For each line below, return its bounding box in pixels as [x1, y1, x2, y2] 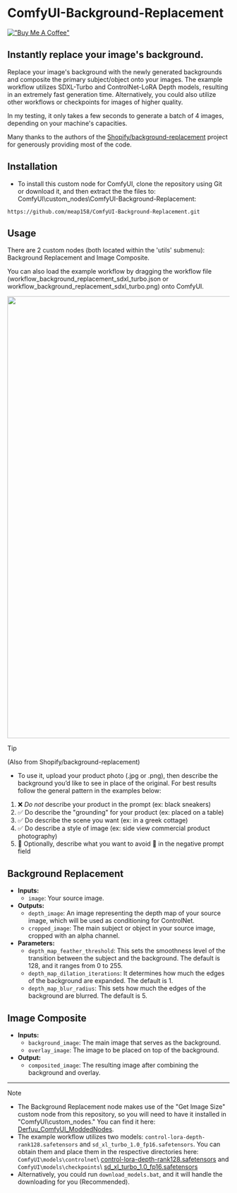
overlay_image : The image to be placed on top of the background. [28, 1046, 219, 1054]
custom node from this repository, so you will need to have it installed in [17, 1110, 227, 1118]
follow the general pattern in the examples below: [17, 786, 162, 795]
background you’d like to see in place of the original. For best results [17, 779, 217, 788]
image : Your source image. [28, 894, 104, 902]
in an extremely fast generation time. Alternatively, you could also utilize [7, 90, 217, 98]
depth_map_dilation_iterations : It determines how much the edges [28, 969, 225, 977]
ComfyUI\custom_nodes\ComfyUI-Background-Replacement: [17, 194, 197, 203]
